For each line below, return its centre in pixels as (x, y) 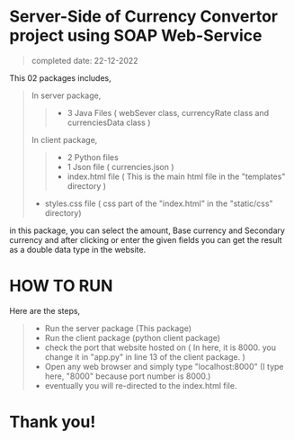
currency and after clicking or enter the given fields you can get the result (146, 239)
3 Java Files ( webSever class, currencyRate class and (168, 112)
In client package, (64, 139)
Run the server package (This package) (118, 328)
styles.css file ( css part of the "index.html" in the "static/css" (159, 203)
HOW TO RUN (61, 286)
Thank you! (53, 422)
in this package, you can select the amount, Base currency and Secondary (147, 230)
